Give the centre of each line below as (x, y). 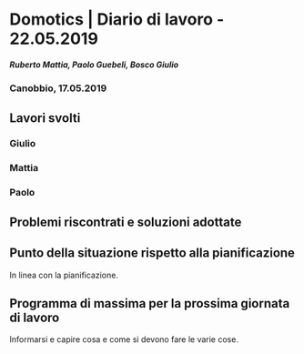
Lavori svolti (45, 118)
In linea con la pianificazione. (64, 275)
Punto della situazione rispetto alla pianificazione (152, 253)
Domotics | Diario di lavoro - (117, 20)
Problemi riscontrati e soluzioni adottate (126, 222)
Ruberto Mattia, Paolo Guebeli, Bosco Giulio (94, 65)
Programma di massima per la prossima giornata (150, 303)
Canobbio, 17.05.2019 (58, 88)
